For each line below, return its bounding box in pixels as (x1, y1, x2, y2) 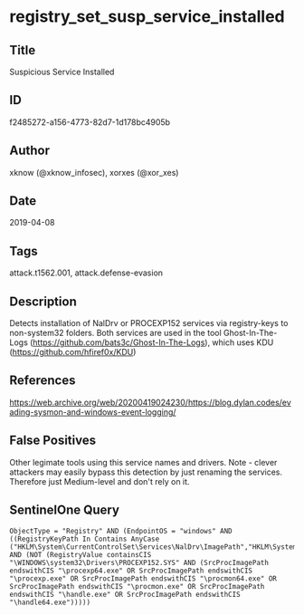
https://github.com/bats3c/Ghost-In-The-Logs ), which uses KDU (33, 337, 274, 348)
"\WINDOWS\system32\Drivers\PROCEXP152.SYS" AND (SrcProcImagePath (9, 558, 270, 567)
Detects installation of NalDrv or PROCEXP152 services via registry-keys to (9, 318, 289, 329)
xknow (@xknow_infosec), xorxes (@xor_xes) (9, 167, 179, 178)
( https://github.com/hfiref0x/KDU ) (9, 347, 137, 358)
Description (9, 293, 77, 309)
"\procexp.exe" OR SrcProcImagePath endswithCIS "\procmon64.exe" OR (9, 573, 278, 583)
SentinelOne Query (9, 503, 120, 518)
